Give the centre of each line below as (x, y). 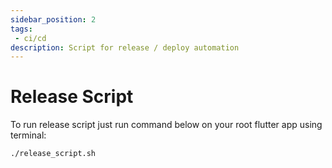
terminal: (28, 135)
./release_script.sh (53, 154)
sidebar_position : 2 (53, 19)
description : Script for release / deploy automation (125, 47)
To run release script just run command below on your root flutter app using (166, 125)
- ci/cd (30, 38)
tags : (21, 29)
